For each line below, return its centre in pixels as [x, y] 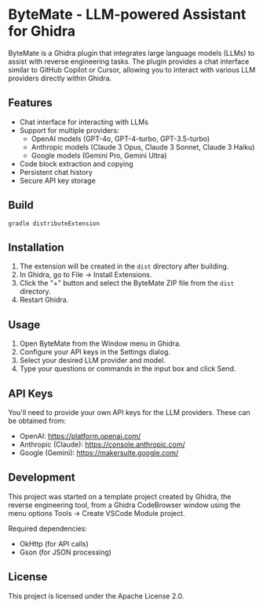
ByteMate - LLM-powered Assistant [127, 15]
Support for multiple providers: [69, 130]
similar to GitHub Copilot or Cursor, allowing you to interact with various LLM [132, 69]
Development [42, 478]
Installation [36, 247]
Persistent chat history [56, 172]
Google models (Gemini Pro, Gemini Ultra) [99, 155]
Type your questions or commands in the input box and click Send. [128, 369]
